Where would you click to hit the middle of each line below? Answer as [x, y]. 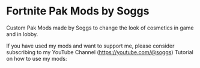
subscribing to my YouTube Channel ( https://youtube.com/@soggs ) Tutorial [100, 52]
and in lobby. [22, 34]
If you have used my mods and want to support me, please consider [90, 46]
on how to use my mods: [37, 58]
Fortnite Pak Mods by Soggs [78, 11]
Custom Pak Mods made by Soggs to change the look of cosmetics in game [100, 28]
